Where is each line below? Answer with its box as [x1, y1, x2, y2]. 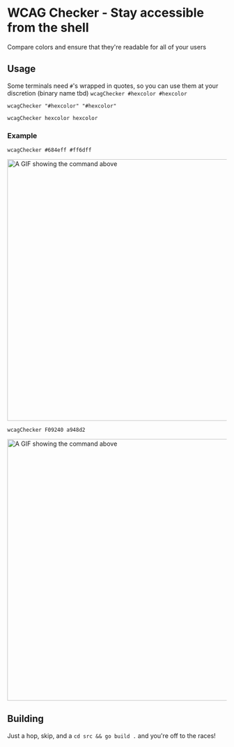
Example [7, 130, 38, 140]
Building [7, 713, 44, 725]
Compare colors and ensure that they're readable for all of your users [7, 43, 207, 51]
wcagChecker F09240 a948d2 [7, 427, 86, 434]
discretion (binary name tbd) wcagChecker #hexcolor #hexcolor [7, 89, 187, 97]
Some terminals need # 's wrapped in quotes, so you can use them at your [7, 82, 219, 90]
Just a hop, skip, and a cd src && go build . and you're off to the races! [7, 731, 216, 740]
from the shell [7, 20, 89, 36]
